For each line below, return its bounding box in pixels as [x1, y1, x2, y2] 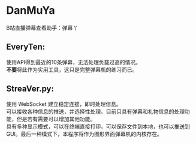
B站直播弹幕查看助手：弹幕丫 [6, 24, 79, 31]
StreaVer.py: [6, 84, 54, 94]
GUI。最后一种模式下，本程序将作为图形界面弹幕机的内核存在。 [6, 130, 163, 138]
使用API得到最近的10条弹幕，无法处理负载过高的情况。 [6, 58, 141, 66]
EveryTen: [6, 42, 46, 52]
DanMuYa [6, 4, 55, 17]
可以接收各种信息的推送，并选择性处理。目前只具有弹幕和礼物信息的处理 [6, 108, 185, 115]
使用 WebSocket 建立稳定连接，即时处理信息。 [6, 100, 122, 108]
